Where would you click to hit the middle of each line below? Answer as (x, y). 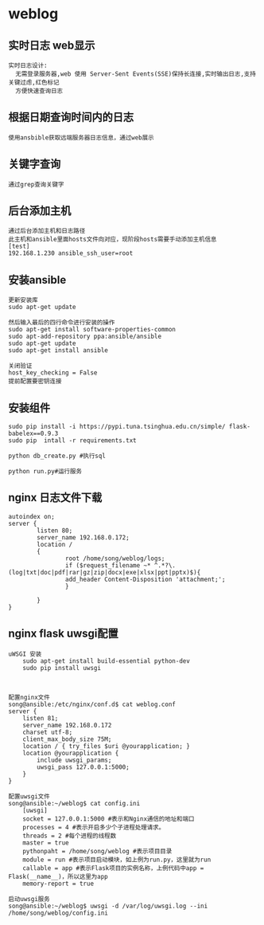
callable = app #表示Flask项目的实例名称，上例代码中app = (113, 868)
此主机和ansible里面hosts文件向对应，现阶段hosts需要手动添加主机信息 (113, 240)
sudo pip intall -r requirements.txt (72, 441)
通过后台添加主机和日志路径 (47, 231)
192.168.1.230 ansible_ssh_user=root (71, 253)
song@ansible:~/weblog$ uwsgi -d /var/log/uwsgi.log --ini (108, 906)
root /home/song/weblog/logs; (115, 559)
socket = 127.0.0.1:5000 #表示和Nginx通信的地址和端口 (109, 819)
